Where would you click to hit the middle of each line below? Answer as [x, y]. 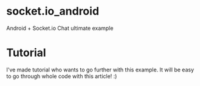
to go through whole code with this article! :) [62, 76]
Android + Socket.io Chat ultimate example [60, 28]
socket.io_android [53, 11]
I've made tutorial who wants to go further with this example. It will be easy [100, 70]
